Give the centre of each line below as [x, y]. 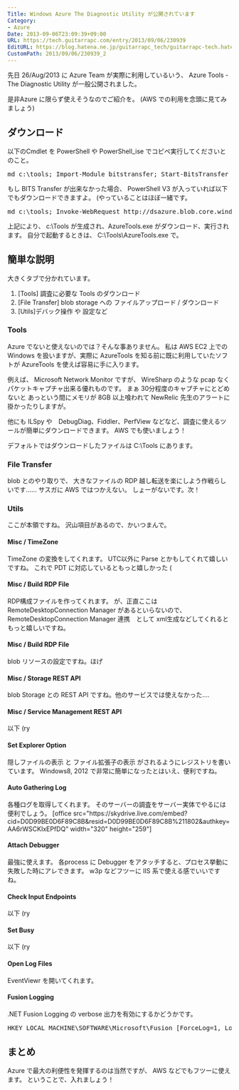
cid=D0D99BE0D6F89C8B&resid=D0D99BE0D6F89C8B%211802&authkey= [119, 821]
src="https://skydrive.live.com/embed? [130, 813]
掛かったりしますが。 [38, 406]
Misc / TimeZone [33, 541]
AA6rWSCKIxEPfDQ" [38, 829]
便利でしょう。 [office [39, 813]
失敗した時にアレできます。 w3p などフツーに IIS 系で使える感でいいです [114, 871]
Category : [22, 21]
